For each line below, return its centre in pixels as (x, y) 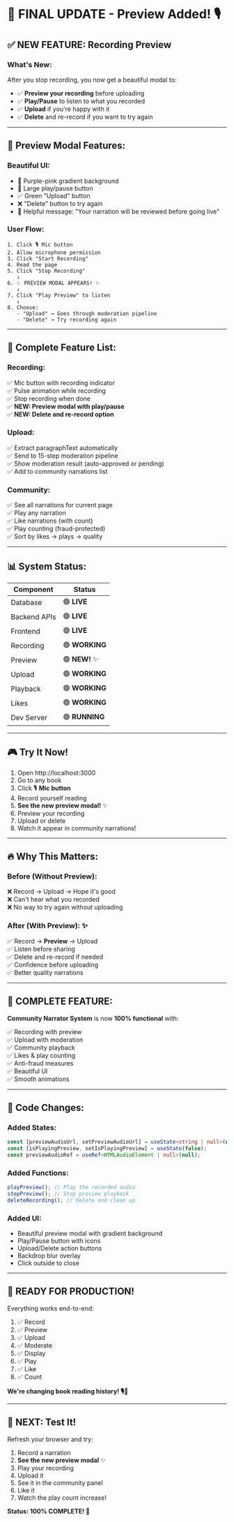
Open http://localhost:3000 (56, 773)
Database (26, 603)
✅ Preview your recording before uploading (81, 93)
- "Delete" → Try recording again (67, 320)
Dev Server (29, 718)
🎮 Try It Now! (38, 753)
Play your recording (46, 1468)
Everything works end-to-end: (50, 1308)
